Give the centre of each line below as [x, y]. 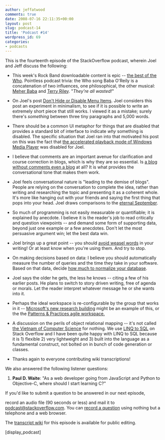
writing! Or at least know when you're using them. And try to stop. [79, 248]
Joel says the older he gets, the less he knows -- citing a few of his [80, 278]
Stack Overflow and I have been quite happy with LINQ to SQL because [85, 333]
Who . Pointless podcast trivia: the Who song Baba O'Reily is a [75, 80]
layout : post [18, 23]
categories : [17, 42]
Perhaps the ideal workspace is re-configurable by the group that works [85, 303]
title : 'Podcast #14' [27, 33]
